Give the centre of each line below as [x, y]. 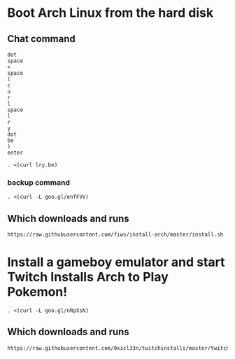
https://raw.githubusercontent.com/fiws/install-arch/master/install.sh [115, 235]
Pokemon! [37, 292]
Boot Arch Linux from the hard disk [111, 13]
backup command [38, 182]
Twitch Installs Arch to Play [88, 277]
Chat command [41, 39]
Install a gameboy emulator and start [116, 262]
